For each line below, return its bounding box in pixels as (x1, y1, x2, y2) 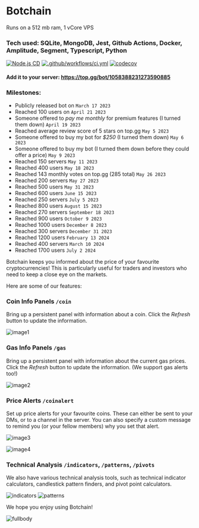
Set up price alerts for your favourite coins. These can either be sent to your (6, 410, 193, 417)
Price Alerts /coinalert (6, 396, 74, 405)
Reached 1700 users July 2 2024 (14, 246, 96, 254)
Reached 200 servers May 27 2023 (14, 177, 99, 184)
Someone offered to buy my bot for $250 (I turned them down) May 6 (14, 134, 184, 141)
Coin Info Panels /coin (6, 297, 71, 305)
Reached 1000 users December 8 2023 (14, 221, 107, 229)
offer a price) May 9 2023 (14, 152, 76, 159)
